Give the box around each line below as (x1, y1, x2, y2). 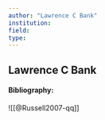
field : (8, 26, 30, 34)
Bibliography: (8, 85, 54, 95)
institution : (8, 19, 52, 27)
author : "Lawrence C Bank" (8, 11, 98, 20)
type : (8, 33, 26, 42)
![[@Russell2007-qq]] (8, 103, 80, 112)
